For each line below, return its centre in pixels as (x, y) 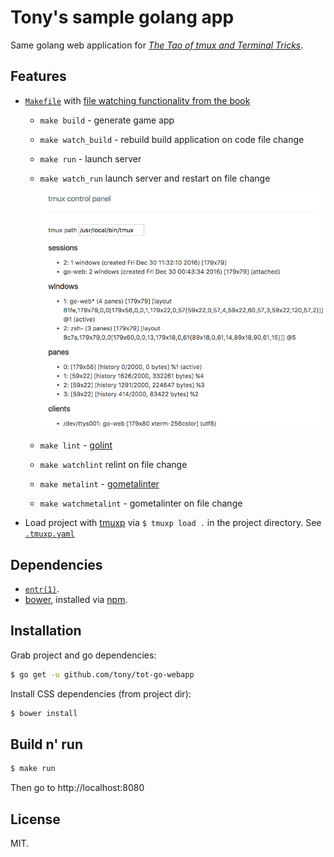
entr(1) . (42, 589)
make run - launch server (90, 158)
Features (38, 76)
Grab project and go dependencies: (83, 655)
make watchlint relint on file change (113, 465)
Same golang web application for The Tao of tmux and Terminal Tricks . (157, 45)
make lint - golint (76, 445)
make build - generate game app (107, 120)
